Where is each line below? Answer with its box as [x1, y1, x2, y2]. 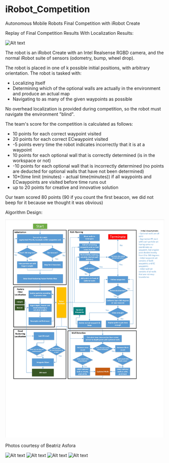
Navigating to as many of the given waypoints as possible [12, 96, 133, 102]
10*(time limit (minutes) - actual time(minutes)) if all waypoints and [12, 173, 152, 180]
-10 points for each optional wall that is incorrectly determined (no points [12, 163, 164, 169]
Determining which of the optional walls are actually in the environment [12, 85, 160, 91]
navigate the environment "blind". [5, 111, 75, 117]
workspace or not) [12, 158, 51, 164]
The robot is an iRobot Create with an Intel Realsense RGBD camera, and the [5, 49, 164, 56]
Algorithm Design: [5, 209, 43, 215]
